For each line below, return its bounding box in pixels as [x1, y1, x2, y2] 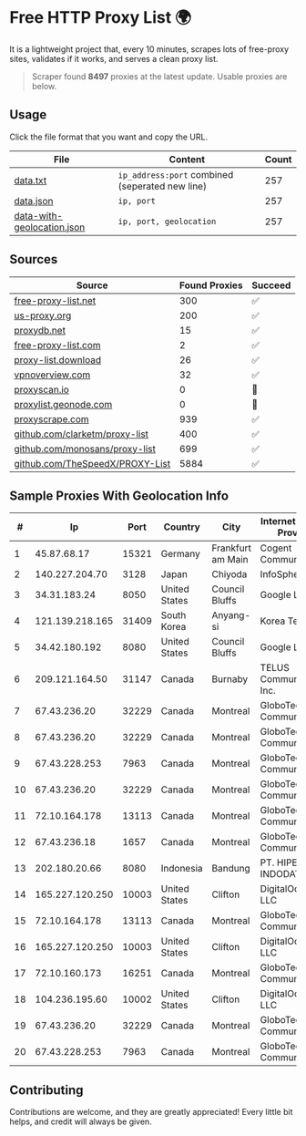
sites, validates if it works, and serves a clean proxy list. [9, 53, 219, 64]
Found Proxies [178, 279, 243, 292]
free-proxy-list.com [14, 338, 102, 351]
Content [168, 152, 206, 165]
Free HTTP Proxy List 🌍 [9, 7, 192, 28]
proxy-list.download [14, 353, 102, 366]
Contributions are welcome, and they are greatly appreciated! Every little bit [9, 1107, 293, 1118]
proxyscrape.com [14, 412, 89, 425]
